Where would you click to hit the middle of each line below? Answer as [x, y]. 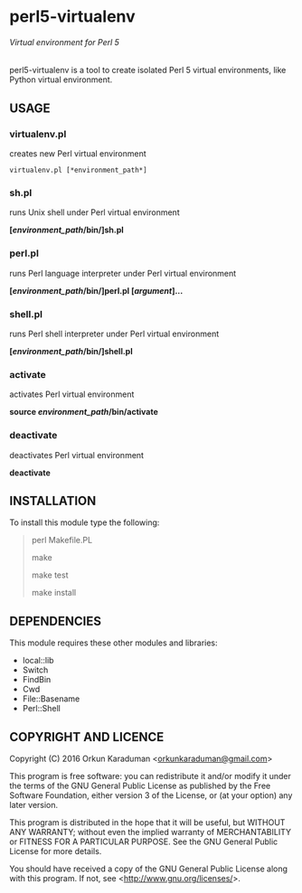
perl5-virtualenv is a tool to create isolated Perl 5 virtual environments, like [148, 70]
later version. [34, 805]
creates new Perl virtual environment [78, 154]
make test [50, 575]
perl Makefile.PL [62, 540]
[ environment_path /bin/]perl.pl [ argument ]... [96, 290]
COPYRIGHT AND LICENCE [87, 737]
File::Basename [51, 699]
